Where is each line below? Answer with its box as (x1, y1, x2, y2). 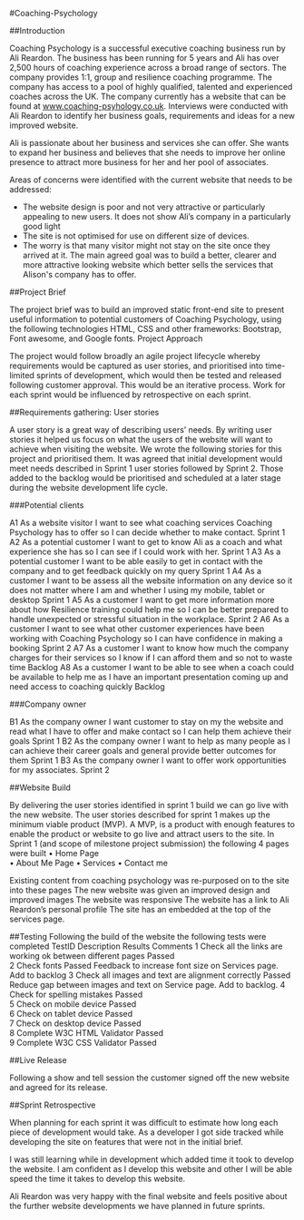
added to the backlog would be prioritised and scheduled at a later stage (9, 473, 281, 483)
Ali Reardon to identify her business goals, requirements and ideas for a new (9, 111, 295, 121)
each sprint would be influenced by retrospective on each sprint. (9, 389, 251, 400)
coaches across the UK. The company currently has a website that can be (9, 91, 287, 102)
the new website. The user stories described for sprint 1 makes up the (9, 809, 270, 820)
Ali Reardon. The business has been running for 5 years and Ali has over (9, 53, 279, 63)
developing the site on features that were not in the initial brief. (9, 1137, 243, 1147)
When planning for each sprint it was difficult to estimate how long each (9, 1118, 279, 1127)
